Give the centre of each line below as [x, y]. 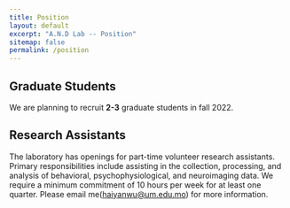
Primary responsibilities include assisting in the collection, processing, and [145, 166]
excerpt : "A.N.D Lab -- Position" [73, 34]
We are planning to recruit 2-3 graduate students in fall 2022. [121, 107]
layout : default [39, 26]
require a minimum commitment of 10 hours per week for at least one [135, 185]
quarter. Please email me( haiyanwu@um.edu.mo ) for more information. [139, 194]
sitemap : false [37, 42]
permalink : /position [49, 50]
